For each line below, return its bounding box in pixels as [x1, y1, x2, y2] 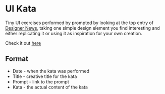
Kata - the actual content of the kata [12, 84, 88, 90]
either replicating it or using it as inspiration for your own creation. [5, 30, 142, 36]
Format [5, 55, 29, 63]
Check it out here [5, 40, 41, 46]
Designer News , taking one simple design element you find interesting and [5, 25, 160, 31]
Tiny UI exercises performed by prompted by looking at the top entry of [5, 20, 154, 26]
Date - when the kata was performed [12, 68, 90, 74]
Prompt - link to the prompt [12, 78, 69, 84]
